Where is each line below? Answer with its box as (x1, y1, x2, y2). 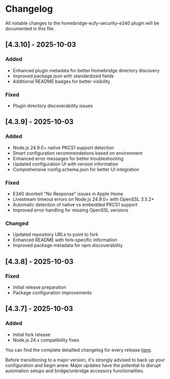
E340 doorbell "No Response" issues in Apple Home (12, 191, 124, 197)
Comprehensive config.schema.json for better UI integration (12, 166, 139, 172)
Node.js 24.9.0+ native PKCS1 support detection (12, 144, 114, 151)
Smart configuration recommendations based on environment (12, 150, 143, 156)
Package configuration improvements (12, 289, 92, 296)
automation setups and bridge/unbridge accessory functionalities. (5, 367, 144, 374)
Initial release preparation (12, 284, 66, 290)
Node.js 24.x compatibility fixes (12, 336, 79, 343)
